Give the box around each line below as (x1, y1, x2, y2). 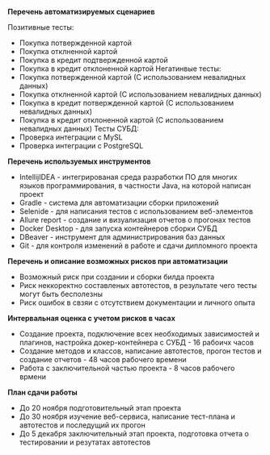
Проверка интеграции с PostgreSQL (19, 141, 144, 150)
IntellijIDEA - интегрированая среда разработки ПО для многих (19, 173, 238, 182)
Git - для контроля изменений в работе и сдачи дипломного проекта (19, 241, 258, 250)
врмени (19, 372, 46, 382)
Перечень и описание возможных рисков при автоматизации (7, 257, 228, 265)
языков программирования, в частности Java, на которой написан (19, 181, 251, 190)
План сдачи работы (7, 387, 78, 397)
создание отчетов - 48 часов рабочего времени (19, 355, 187, 364)
